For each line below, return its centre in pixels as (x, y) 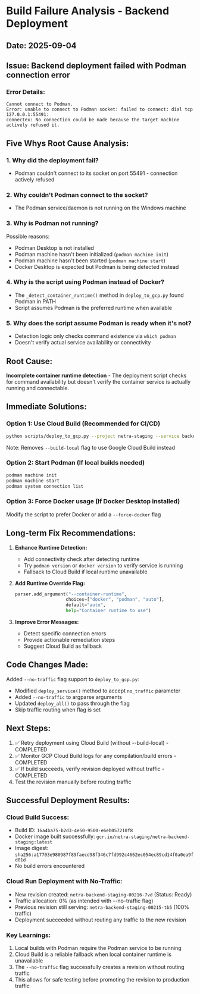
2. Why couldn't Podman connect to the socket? (77, 195)
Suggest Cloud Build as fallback (63, 646)
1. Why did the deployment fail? (53, 160)
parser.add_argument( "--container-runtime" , (71, 594)
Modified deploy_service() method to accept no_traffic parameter (98, 691)
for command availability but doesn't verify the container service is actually (99, 381)
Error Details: (26, 92)
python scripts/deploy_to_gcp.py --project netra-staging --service (93, 436)
